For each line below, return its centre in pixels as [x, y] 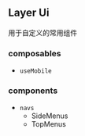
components [33, 91]
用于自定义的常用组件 [42, 32]
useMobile [36, 71]
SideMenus [50, 116]
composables [35, 53]
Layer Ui [29, 13]
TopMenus [49, 124]
